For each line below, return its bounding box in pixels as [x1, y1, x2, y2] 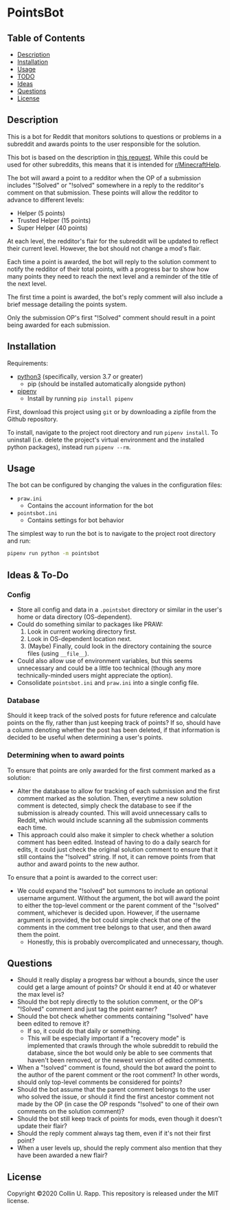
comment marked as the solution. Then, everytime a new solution [16, 794, 203, 802]
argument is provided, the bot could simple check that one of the [16, 916, 201, 924]
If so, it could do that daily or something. [27, 1027, 142, 1035]
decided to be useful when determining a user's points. [7, 733, 163, 742]
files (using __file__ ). [27, 649, 89, 658]
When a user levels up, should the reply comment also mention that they [16, 1144, 222, 1152]
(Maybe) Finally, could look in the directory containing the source [27, 642, 212, 650]
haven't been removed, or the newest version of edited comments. [27, 1056, 216, 1064]
